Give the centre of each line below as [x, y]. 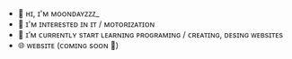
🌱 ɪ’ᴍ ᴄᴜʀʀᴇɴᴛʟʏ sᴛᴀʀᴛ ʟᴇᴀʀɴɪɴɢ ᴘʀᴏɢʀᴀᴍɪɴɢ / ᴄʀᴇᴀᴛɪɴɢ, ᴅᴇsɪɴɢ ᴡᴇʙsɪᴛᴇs [150, 34]
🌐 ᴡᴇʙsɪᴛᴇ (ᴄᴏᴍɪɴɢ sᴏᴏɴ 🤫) [68, 45]
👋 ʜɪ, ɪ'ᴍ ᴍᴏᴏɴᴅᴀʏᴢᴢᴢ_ [58, 13]
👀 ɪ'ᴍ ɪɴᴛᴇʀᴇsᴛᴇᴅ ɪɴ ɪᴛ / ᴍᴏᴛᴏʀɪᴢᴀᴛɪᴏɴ [86, 24]
